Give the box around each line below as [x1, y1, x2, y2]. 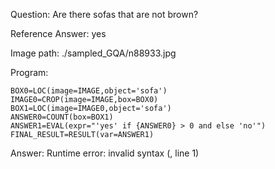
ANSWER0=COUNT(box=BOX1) [10, 112, 114, 122]
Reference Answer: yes [10, 28, 107, 39]
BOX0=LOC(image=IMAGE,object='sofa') [10, 86, 168, 96]
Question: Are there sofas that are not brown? [10, 9, 199, 20]
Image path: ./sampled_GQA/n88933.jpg [10, 47, 177, 59]
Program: [10, 67, 49, 78]
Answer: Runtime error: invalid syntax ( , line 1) [10, 147, 200, 159]
